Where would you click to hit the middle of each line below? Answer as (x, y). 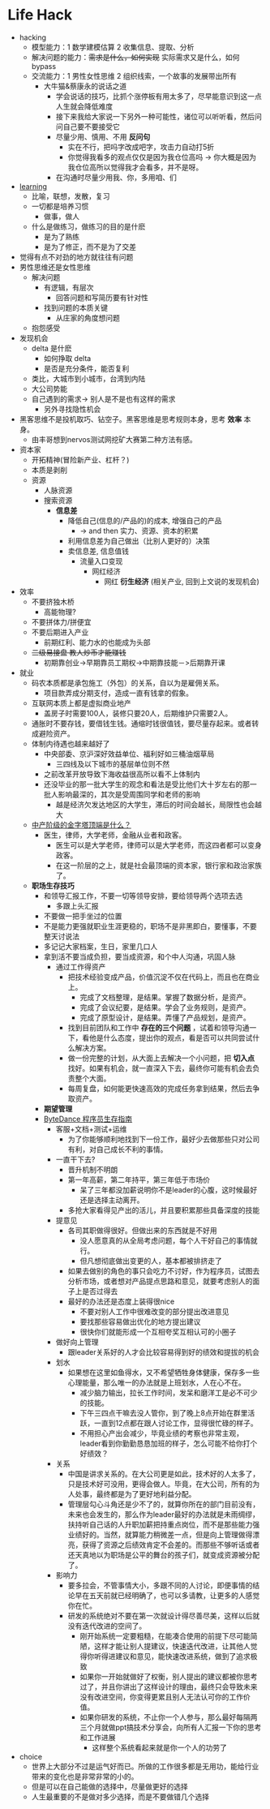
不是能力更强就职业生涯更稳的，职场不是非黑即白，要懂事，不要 (150, 926)
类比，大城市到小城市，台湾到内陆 (88, 378)
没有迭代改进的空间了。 (107, 1626)
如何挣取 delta (67, 358)
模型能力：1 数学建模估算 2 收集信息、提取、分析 (113, 47)
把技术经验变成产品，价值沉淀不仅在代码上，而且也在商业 (164, 977)
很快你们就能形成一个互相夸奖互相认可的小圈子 (158, 1331)
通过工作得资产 (81, 966)
